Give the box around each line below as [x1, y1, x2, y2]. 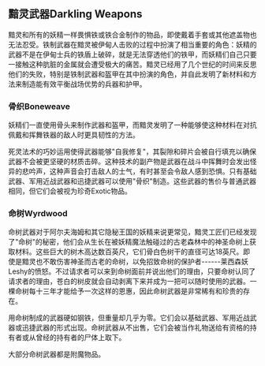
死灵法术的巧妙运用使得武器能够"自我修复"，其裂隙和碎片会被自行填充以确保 [8, 147, 257, 156]
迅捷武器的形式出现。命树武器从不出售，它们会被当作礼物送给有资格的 [21, 323, 250, 333]
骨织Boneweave [8, 101, 71, 112]
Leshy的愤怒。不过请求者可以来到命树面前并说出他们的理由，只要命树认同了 [8, 267, 256, 276]
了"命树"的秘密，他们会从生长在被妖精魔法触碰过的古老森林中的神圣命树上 [8, 237, 250, 247]
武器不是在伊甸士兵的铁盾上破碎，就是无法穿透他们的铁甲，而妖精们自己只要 [8, 50, 257, 59]
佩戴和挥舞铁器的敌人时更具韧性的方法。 [8, 130, 140, 140]
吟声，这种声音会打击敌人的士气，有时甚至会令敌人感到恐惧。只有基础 [28, 166, 257, 176]
